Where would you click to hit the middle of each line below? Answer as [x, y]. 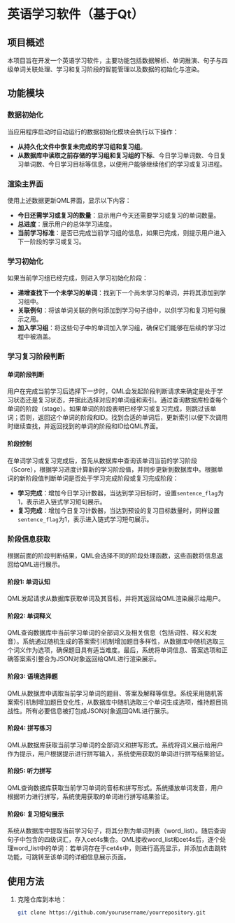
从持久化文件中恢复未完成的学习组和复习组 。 [82, 146]
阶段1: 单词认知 [29, 582]
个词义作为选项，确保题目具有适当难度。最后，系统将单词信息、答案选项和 [114, 650]
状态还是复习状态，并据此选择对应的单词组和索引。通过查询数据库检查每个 [120, 400]
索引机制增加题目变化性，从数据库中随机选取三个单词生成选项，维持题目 [117, 702]
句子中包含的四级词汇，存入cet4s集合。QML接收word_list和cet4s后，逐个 [114, 840]
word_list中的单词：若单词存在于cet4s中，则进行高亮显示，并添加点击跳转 [120, 848]
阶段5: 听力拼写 [29, 771]
